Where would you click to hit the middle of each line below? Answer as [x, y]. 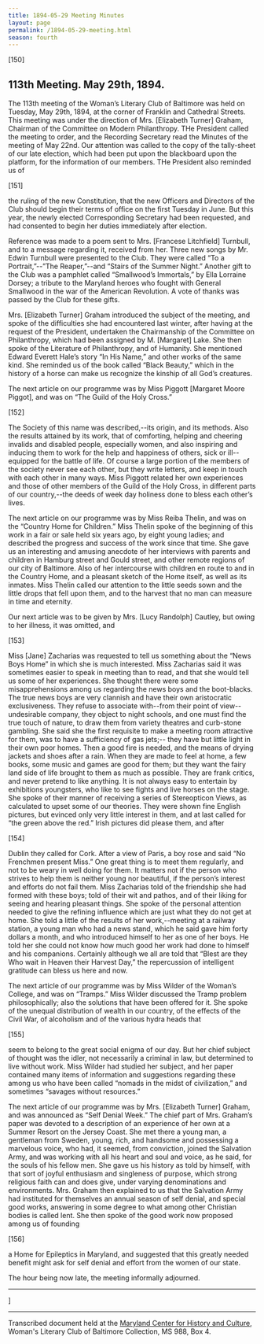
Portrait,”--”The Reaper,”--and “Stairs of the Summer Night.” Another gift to [130, 266]
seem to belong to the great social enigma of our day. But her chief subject [129, 1050]
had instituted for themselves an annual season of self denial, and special [127, 1199]
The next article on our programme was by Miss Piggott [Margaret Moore [126, 389]
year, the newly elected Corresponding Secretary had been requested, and [129, 218]
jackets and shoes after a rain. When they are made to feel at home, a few [128, 756]
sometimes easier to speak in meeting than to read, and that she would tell [128, 673]
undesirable [27, 714]
